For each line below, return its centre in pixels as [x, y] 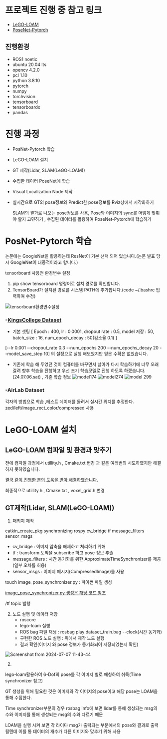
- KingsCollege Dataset [33, 320]
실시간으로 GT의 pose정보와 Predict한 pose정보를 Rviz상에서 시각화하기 [83, 202]
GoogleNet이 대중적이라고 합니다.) [44, 262]
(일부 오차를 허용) [29, 565]
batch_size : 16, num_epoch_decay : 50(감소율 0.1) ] [65, 337]
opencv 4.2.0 [26, 70]
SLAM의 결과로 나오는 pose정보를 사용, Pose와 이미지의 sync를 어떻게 [81, 213]
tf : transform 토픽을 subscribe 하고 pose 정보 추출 [63, 553]
